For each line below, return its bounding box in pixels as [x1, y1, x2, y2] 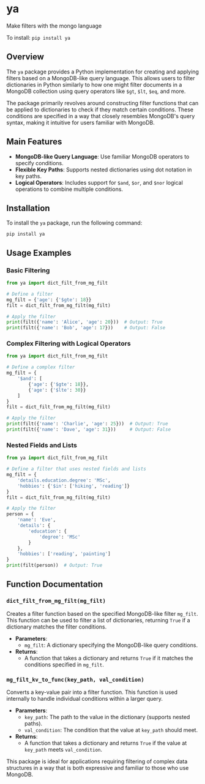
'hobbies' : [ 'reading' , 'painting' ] [17, 551, 111, 557]
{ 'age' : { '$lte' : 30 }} [28, 387, 86, 393]
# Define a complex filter [6, 364, 75, 370]
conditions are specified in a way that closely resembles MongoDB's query [6, 112, 195, 119]
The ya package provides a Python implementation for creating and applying [6, 68, 199, 75]
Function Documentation [6, 579, 103, 589]
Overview [6, 51, 45, 62]
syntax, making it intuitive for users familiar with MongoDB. [6, 119, 155, 126]
